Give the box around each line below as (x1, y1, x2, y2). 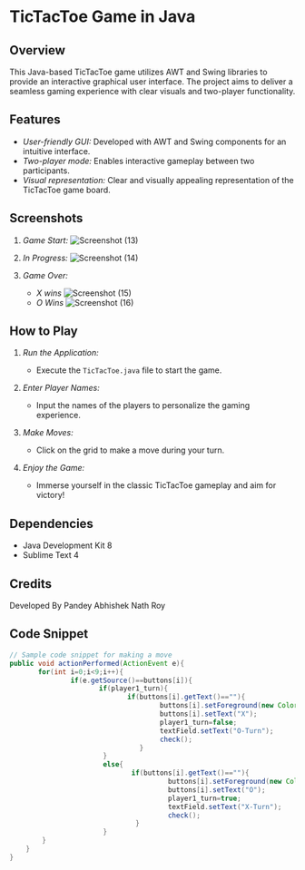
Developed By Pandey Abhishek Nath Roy (9, 601, 166, 611)
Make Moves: (22, 427, 74, 438)
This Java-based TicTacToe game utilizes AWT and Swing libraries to (9, 66, 268, 77)
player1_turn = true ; (167, 794, 242, 803)
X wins (35, 288, 62, 298)
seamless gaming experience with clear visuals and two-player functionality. (9, 86, 296, 96)
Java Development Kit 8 (22, 540, 113, 551)
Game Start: (22, 234, 69, 246)
